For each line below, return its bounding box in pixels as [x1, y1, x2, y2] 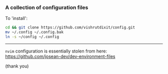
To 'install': [5, 15, 28, 21]
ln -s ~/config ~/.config [5, 34, 59, 39]
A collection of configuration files [5, 4, 88, 11]
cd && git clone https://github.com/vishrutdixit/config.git [5, 25, 135, 30]
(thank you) [5, 63, 29, 69]
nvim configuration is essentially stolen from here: [5, 48, 107, 54]
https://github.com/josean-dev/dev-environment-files [5, 53, 115, 59]
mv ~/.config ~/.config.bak [5, 29, 64, 35]
